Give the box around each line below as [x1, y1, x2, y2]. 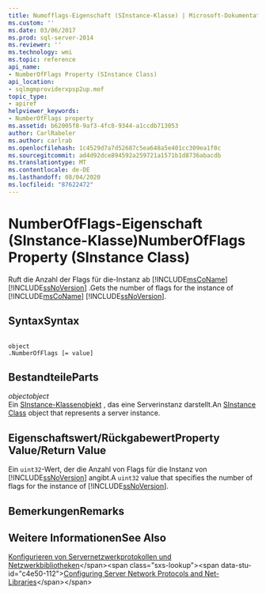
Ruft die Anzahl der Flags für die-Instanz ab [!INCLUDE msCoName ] [8, 274, 228, 284]
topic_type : [8, 93, 47, 100]
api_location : [8, 78, 55, 85]
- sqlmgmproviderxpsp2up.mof [8, 85, 104, 93]
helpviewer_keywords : [8, 108, 80, 115]
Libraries [8, 577, 37, 587]
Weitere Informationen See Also [8, 531, 166, 544]
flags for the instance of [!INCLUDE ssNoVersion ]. [8, 482, 169, 491]
